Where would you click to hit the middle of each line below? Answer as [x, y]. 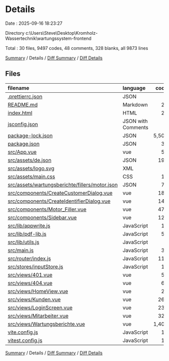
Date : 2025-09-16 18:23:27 [34, 23]
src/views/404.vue [30, 283]
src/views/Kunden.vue [34, 299]
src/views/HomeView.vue [38, 291]
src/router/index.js [29, 258]
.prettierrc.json [25, 96]
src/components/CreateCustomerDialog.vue [60, 193]
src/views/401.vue [30, 275]
